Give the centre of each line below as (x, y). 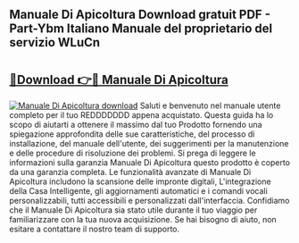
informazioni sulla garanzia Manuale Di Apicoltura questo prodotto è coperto (150, 163)
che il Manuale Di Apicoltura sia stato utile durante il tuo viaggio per (133, 210)
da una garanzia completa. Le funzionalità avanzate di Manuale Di (130, 172)
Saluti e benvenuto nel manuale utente (210, 105)
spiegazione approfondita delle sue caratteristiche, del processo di (132, 134)
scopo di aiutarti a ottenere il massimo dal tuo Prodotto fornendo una (136, 125)
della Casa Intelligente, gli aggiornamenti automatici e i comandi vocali (138, 191)
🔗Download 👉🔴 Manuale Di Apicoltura (119, 80)
